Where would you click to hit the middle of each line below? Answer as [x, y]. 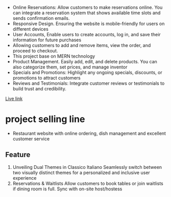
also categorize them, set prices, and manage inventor [70, 67]
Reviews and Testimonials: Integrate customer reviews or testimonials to [89, 83]
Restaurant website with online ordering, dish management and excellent [89, 133]
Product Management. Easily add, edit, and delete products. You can [85, 61]
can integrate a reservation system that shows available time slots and [87, 13]
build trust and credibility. [39, 89]
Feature [18, 155]
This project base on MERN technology [54, 56]
